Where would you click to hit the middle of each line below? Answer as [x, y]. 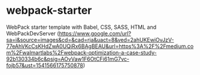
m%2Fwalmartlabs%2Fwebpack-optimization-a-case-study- [81, 52]
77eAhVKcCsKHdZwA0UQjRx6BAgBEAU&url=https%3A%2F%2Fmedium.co [100, 46]
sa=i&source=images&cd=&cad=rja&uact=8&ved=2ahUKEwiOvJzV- [90, 40]
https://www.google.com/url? [95, 33]
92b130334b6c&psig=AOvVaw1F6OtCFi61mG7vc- [68, 59]
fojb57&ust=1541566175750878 [45, 65]
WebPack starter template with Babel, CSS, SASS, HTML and [81, 27]
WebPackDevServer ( [33, 33]
